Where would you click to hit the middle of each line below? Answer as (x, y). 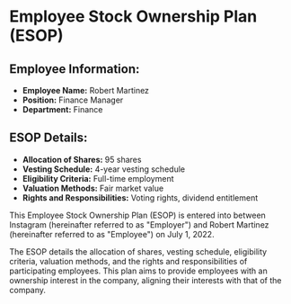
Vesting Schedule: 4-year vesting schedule (104, 169)
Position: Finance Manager (73, 100)
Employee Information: (75, 69)
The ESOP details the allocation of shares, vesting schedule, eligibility (138, 251)
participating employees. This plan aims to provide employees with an (138, 271)
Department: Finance (62, 109)
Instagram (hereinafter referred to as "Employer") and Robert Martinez (139, 224)
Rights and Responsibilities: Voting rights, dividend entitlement (140, 197)
